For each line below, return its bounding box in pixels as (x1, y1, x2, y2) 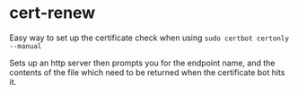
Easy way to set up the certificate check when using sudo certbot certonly (9, 32, 290, 43)
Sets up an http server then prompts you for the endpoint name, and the (9, 57, 276, 68)
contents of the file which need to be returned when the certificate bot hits (9, 66, 285, 78)
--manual (9, 41, 42, 51)
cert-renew (9, 3, 96, 23)
